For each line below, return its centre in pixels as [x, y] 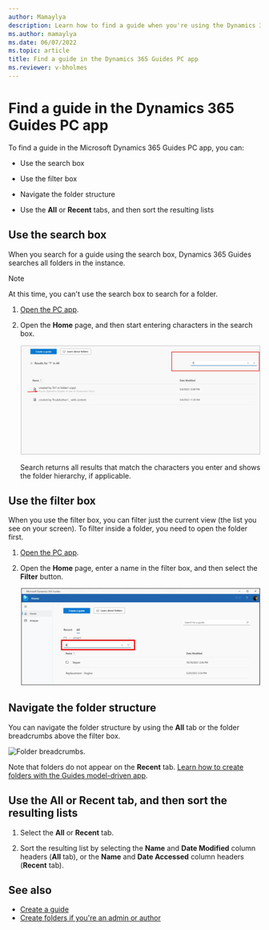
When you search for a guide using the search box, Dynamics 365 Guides [130, 254]
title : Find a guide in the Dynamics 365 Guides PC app [103, 59]
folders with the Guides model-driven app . [78, 775]
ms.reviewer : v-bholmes [48, 68]
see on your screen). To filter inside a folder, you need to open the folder [128, 528]
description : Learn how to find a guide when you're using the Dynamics [132, 25]
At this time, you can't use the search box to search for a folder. [113, 293]
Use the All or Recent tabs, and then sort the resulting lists [117, 209]
